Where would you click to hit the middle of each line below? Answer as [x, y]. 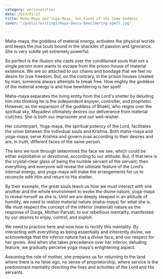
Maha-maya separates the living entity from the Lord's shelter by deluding [80, 96]
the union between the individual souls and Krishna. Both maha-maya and [79, 131]
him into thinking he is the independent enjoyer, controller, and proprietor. [79, 101]
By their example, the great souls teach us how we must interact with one [79, 186]
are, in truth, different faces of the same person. [53, 142]
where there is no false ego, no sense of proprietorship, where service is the [82, 262]
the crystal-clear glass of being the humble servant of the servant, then [77, 161]
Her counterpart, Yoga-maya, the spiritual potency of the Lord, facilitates [78, 126]
